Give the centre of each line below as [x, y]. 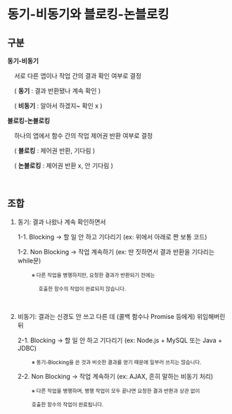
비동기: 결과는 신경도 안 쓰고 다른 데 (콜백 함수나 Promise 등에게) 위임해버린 [121, 316]
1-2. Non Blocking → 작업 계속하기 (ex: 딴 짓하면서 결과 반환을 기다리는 [116, 251]
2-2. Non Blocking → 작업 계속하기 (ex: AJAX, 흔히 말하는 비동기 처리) [115, 376]
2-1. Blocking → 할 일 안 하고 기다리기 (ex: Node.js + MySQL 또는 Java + [120, 340]
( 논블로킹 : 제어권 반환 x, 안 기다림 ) [64, 165]
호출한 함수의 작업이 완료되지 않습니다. [82, 289]
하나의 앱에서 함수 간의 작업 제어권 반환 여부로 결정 [83, 136]
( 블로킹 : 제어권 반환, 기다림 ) [54, 151]
